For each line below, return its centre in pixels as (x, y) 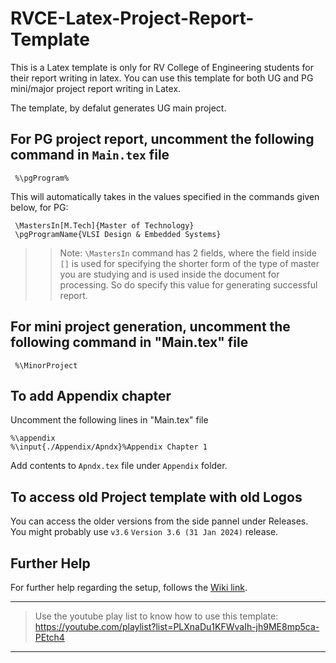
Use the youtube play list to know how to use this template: (156, 616)
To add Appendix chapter (91, 395)
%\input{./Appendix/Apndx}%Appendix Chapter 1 (109, 447)
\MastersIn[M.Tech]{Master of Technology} (104, 225)
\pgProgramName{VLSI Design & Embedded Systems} (118, 234)
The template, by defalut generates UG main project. (118, 108)
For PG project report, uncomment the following (162, 139)
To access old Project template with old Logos (156, 497)
